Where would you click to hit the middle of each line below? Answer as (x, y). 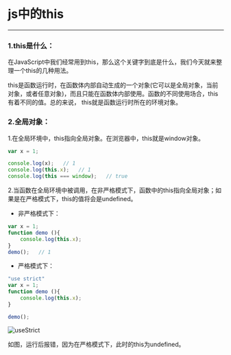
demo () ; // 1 (29, 252)
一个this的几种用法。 (43, 71)
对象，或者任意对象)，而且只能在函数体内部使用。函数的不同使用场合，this (113, 94)
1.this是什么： (31, 45)
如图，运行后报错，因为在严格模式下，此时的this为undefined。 (96, 344)
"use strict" (26, 279)
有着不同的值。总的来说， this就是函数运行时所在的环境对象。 (95, 102)
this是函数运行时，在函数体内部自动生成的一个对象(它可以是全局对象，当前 (113, 85)
